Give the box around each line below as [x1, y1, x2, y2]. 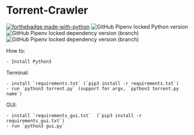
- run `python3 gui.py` [6, 123, 65, 129]
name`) [6, 91, 23, 97]
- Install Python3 [6, 59, 52, 65]
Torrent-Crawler [6, 4, 88, 17]
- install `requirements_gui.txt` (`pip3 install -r [6, 112, 142, 118]
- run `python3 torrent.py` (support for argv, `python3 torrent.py [6, 85, 179, 92]
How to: [6, 47, 26, 54]
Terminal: [6, 69, 29, 76]
